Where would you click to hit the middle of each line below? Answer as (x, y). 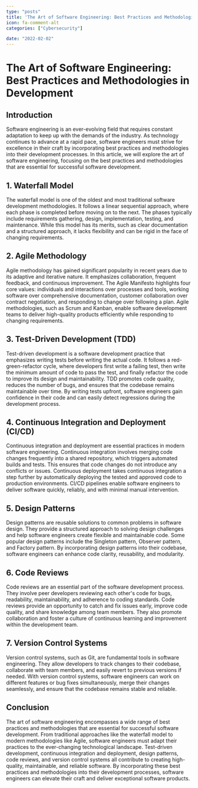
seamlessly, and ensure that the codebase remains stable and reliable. (92, 689)
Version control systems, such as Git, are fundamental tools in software (93, 657)
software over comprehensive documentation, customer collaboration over (97, 295)
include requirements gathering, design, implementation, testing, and (90, 218)
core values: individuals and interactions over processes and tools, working (98, 289)
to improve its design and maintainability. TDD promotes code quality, (90, 379)
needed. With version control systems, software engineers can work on (93, 676)
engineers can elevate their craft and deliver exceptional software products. (98, 778)
